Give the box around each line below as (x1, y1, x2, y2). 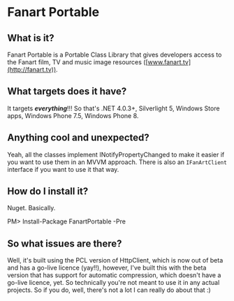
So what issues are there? (7, 237, 122, 249)
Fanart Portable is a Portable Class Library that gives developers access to (7, 50, 222, 59)
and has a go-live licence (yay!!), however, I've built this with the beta (7, 263, 207, 272)
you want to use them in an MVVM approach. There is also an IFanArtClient (7, 158, 227, 166)
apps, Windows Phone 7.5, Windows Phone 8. (7, 111, 139, 119)
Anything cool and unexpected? (7, 132, 149, 144)
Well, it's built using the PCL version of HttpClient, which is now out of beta (7, 256, 224, 265)
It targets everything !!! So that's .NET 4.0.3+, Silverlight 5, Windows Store (7, 104, 220, 112)
